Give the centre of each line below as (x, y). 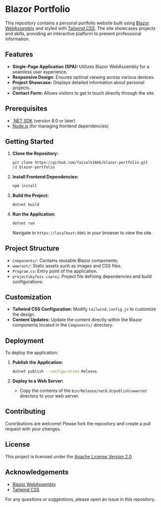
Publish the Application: (38, 363)
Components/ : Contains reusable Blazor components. (65, 260)
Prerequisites (26, 109)
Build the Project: (30, 195)
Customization (28, 297)
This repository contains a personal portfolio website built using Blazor (77, 23)
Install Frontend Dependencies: (45, 177)
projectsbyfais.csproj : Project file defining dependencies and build (82, 276)
